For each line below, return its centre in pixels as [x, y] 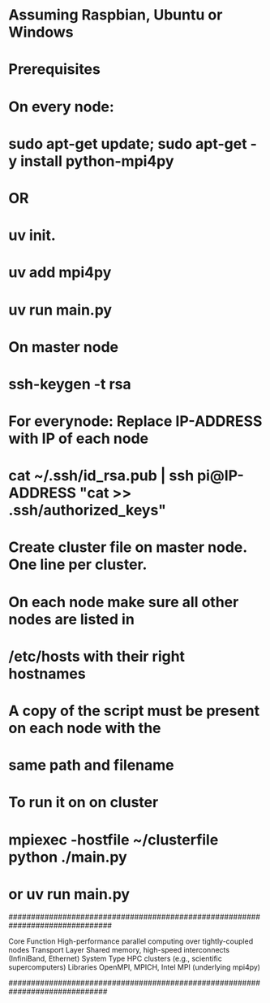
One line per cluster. [78, 564]
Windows [41, 32]
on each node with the [85, 728]
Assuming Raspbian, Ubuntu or [116, 15]
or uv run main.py [69, 894]
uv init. [32, 235]
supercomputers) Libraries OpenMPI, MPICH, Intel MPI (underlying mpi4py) [135, 967]
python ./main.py [68, 857]
